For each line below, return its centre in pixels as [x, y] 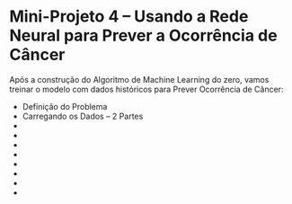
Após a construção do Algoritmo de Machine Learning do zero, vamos [139, 79]
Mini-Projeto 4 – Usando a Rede [129, 17]
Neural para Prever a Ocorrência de [143, 35]
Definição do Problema [65, 106]
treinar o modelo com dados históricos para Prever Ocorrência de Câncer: [146, 89]
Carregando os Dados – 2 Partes [83, 116]
